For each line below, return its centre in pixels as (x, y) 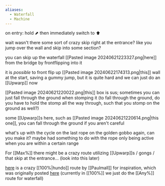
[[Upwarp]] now (22, 83)
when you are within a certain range (42, 143)
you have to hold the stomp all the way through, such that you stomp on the (82, 103)
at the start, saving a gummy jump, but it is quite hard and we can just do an (83, 78)
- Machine (20, 19)
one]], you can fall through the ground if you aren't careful (65, 123)
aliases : (14, 10)
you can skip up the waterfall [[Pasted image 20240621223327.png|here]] (81, 58)
